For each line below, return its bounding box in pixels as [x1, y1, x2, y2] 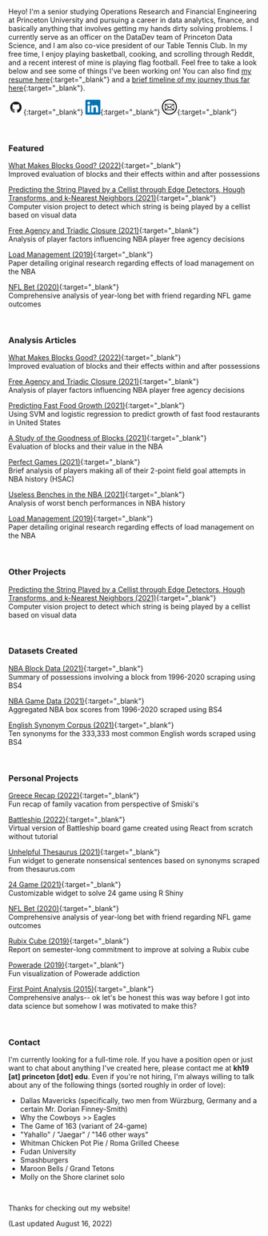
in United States [8, 418, 62, 427]
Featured [8, 142, 45, 154]
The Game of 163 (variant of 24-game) [19, 1122, 148, 1131]
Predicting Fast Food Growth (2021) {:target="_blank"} [8, 401, 186, 410]
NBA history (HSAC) [8, 474, 74, 484]
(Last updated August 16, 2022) [8, 1219, 113, 1229]
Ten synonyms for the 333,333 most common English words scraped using [8, 728, 256, 738]
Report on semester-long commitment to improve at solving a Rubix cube [8, 945, 250, 954]
